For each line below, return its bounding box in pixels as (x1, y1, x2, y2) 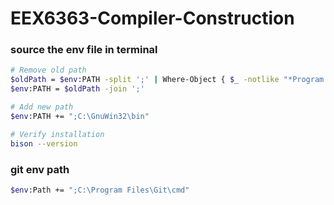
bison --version (10, 138, 78, 149)
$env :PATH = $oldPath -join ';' (10, 84, 145, 94)
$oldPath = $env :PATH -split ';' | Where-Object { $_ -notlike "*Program (10, 75, 325, 85)
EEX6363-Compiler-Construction (10, 7, 295, 30)
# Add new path (10, 102, 74, 112)
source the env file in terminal (10, 43, 158, 57)
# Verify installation (10, 129, 105, 139)
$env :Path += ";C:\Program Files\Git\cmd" (10, 185, 190, 195)
